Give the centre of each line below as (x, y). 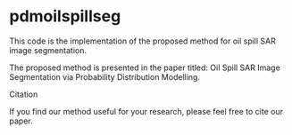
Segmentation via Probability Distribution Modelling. (105, 76)
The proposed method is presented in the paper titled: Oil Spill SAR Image (145, 67)
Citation (24, 94)
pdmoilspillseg (65, 16)
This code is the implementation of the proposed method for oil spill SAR (143, 41)
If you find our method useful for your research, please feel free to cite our (146, 111)
